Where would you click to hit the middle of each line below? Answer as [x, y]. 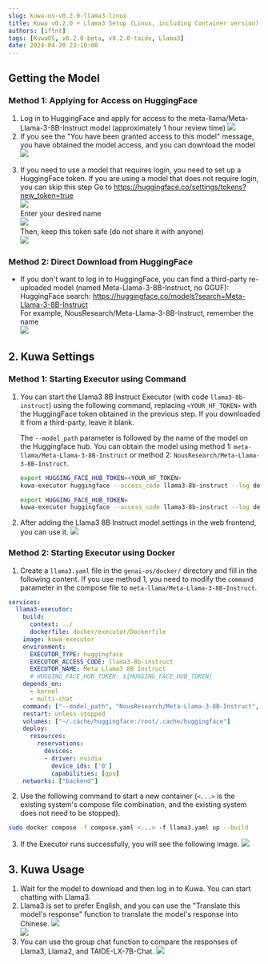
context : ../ [51, 625]
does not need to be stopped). [70, 813]
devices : [58, 751]
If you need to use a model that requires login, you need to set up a [130, 170]
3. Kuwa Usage [46, 869]
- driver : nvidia [73, 758]
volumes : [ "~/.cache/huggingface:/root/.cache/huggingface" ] [126, 721]
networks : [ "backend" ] [60, 781]
